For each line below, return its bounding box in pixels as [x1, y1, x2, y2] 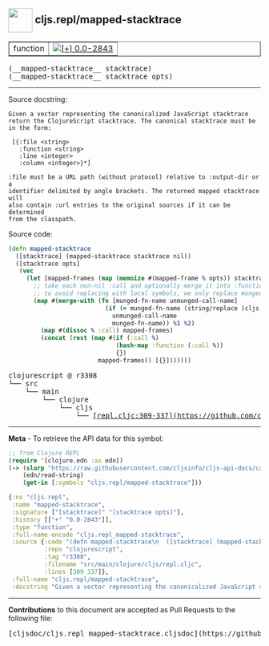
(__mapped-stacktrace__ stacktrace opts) [8, 71, 174, 81]
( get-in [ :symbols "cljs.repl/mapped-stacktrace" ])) [22, 478, 203, 487]
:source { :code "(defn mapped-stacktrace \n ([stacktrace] [11, 538, 214, 546]
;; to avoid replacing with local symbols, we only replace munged [33, 289, 263, 297]
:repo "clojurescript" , [43, 546, 124, 554]
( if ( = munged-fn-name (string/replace [105, 304, 239, 313]
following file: [8, 613, 53, 623]
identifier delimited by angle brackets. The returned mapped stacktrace [8, 187, 260, 195]
